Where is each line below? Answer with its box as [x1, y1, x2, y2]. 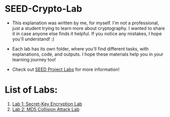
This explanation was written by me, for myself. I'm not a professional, [12, 20, 159, 26]
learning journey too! [12, 56, 56, 62]
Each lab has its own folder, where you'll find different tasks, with [12, 46, 149, 52]
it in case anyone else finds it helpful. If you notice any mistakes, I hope [12, 30, 162, 36]
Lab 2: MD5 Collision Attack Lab [12, 106, 80, 112]
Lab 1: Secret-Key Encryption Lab [12, 101, 82, 107]
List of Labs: [5, 84, 58, 96]
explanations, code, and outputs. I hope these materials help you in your [12, 51, 164, 57]
